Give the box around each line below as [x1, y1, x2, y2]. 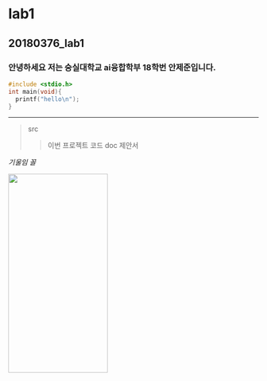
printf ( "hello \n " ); [15, 95, 80, 103]
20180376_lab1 [8, 37, 85, 50]
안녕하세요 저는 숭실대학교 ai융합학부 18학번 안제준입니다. [8, 61, 216, 72]
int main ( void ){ [8, 87, 62, 95]
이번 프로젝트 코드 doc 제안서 [47, 141, 139, 150]
